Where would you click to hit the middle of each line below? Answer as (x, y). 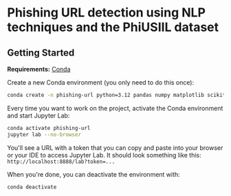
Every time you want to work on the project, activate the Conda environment (115, 108)
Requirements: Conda (39, 69)
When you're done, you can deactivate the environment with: (93, 174)
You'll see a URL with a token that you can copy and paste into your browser (115, 148)
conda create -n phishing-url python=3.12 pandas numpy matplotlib (106, 95)
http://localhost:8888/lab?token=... (61, 162)
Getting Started (41, 53)
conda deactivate (32, 187)
